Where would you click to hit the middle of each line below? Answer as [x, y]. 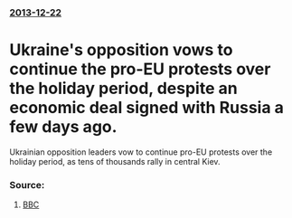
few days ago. [63, 127]
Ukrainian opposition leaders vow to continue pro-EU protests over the [141, 152]
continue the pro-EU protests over [140, 69]
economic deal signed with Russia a [147, 108]
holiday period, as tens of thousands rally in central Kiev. [115, 161]
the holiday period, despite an [123, 89]
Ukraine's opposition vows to [121, 50]
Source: [27, 185]
